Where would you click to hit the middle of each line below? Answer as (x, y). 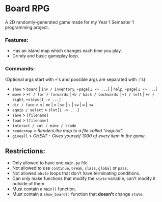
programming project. (27, 27)
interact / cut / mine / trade (44, 126)
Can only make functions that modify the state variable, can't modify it (84, 178)
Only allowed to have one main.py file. (51, 163)
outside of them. (29, 184)
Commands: (20, 69)
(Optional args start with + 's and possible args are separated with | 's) (75, 79)
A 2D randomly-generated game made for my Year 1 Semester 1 (69, 22)
